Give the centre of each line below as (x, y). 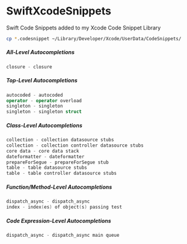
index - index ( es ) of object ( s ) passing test (64, 207)
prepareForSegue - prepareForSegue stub (58, 162)
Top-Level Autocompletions (42, 81)
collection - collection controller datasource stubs (75, 145)
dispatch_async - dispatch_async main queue (63, 235)
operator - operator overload (44, 100)
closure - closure (29, 67)
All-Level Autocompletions (41, 52)
